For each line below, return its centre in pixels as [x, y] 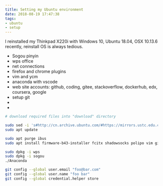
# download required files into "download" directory [61, 117]
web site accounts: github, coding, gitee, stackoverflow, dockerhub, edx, [85, 87]
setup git [21, 97]
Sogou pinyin [25, 56]
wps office [23, 61]
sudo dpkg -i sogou [25, 156]
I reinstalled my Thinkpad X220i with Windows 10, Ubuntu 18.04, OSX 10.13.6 [81, 41]
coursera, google [29, 92]
